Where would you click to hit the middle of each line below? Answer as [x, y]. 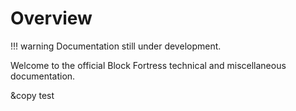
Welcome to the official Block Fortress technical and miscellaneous [148, 65]
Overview [51, 18]
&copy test [32, 95]
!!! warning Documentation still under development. [116, 46]
